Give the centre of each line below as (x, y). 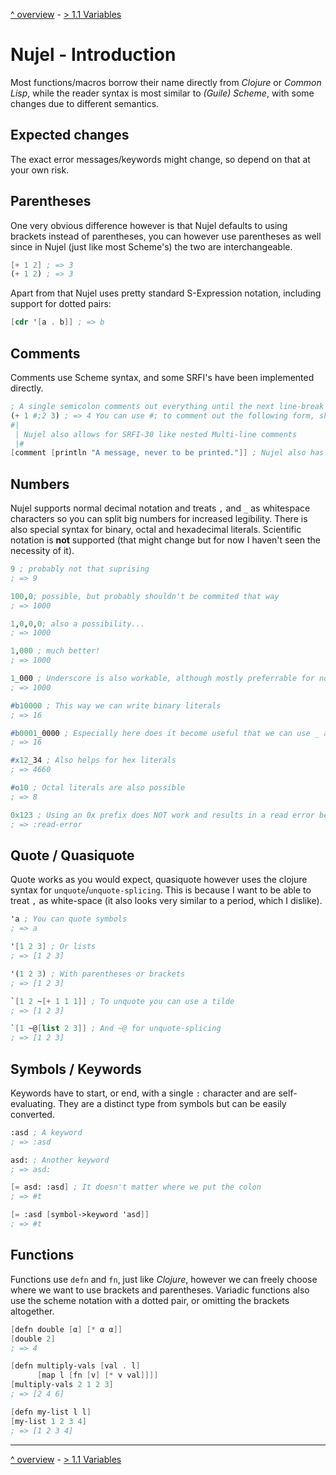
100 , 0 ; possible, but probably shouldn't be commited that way (145, 596)
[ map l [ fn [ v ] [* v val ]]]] (97, 1375)
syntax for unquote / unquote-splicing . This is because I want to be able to (161, 890)
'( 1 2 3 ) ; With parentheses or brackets (98, 974)
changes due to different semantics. (85, 103)
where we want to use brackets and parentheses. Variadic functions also (160, 1290)
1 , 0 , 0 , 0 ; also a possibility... (77, 624)
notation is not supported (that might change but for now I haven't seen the (165, 540)
